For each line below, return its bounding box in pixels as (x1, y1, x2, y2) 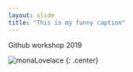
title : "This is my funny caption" (8, 19, 126, 27)
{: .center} (65, 56, 99, 65)
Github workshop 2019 (8, 40, 82, 49)
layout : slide (8, 11, 55, 20)
